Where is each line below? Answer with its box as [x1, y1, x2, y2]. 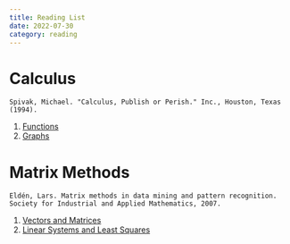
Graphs [21, 130, 50, 141]
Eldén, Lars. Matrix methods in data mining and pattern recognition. [9, 191, 278, 201]
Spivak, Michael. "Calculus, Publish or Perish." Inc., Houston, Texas [9, 97, 281, 107]
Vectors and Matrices [21, 215, 102, 226]
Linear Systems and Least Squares [21, 224, 151, 235]
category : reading [9, 29, 78, 38]
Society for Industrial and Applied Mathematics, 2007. [9, 199, 221, 208]
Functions [21, 122, 60, 132]
